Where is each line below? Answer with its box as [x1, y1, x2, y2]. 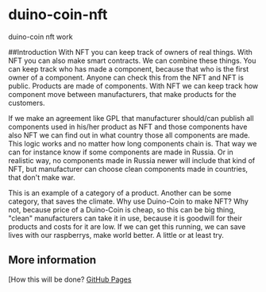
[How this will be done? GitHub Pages [8, 274, 132, 284]
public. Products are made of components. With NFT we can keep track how [8, 81, 259, 91]
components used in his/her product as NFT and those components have [8, 122, 248, 131]
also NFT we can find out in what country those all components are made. [8, 130, 250, 140]
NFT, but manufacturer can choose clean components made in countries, [8, 164, 249, 173]
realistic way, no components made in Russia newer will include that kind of [8, 155, 256, 165]
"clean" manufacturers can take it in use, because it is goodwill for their [8, 213, 242, 223]
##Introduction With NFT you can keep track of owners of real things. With [8, 47, 253, 56]
